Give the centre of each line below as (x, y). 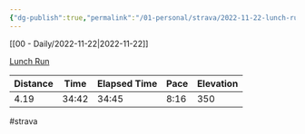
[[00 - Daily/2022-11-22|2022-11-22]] (79, 43)
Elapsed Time (127, 83)
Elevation (217, 83)
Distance (34, 83)
